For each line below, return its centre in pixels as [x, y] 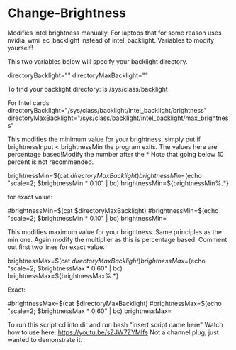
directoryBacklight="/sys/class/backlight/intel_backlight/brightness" [107, 110]
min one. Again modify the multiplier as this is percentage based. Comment [117, 239]
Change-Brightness [67, 13]
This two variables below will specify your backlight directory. [97, 61]
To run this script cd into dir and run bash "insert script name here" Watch [115, 324]
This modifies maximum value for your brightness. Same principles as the [114, 231]
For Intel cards [28, 103]
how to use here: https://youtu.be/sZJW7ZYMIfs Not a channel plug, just [113, 332]
